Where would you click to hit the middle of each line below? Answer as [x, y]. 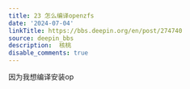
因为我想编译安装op [41, 77]
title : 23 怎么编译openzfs [51, 16]
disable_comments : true [49, 53]
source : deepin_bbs [41, 38]
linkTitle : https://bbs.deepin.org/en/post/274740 [95, 30]
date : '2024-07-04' [41, 23]
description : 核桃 [40, 46]
